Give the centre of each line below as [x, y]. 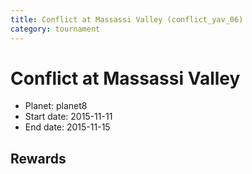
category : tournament [55, 29]
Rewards [38, 158]
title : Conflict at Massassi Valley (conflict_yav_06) [127, 19]
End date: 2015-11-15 [67, 127]
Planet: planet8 [56, 106]
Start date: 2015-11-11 [68, 117]
